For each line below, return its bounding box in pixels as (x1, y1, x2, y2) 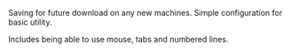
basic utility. (8, 17, 52, 27)
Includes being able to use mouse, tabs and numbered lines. (8, 34, 229, 44)
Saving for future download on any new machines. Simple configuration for (8, 8, 283, 18)
